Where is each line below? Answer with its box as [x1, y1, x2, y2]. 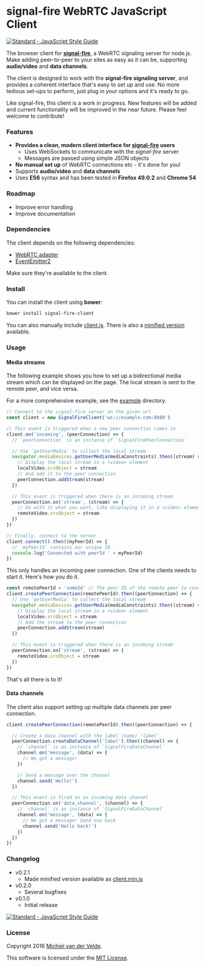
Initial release [24, 901, 58, 908]
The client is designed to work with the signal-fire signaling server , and [6, 74, 188, 82]
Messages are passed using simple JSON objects [24, 154, 149, 162]
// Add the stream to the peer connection [17, 619, 127, 626]
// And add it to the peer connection [17, 471, 116, 477]
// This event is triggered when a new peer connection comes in [6, 425, 176, 431]
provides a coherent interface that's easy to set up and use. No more [6, 81, 180, 88]
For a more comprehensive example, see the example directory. [6, 397, 167, 404]
